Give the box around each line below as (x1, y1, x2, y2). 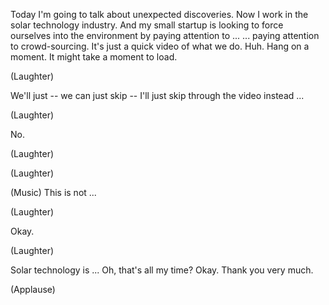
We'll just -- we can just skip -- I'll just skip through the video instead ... (10, 90, 305, 101)
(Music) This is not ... (10, 187, 97, 198)
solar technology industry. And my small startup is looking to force (10, 19, 284, 31)
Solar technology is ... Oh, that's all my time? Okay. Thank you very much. (10, 264, 314, 276)
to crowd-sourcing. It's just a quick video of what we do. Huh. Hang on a (10, 40, 310, 52)
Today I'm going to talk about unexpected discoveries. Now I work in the (10, 9, 309, 20)
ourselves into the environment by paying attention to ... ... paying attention (10, 30, 320, 41)
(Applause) (10, 284, 56, 295)
